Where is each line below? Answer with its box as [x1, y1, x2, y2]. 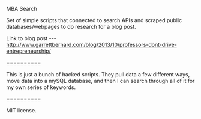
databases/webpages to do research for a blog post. [6, 23, 136, 30]
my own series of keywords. [6, 84, 76, 91]
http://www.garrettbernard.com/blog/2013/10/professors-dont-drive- [6, 41, 177, 48]
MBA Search [6, 5, 37, 12]
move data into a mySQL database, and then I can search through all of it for [6, 78, 195, 84]
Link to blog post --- [6, 35, 57, 41]
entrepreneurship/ [6, 47, 51, 55]
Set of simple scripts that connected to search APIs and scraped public [6, 17, 182, 23]
